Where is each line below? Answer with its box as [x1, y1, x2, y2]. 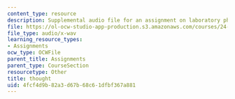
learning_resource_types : [7, 36, 83, 43]
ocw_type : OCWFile [7, 49, 61, 56]
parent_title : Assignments [7, 56, 86, 63]
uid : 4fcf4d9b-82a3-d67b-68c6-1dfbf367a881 [7, 82, 136, 89]
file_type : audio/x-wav [7, 29, 77, 37]
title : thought [7, 75, 52, 82]
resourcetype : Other [7, 68, 68, 75]
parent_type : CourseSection [7, 62, 90, 69]
